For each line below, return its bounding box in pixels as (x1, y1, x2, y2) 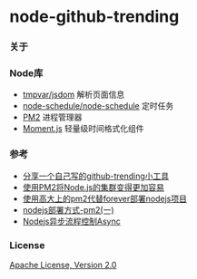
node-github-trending (9, 6, 180, 27)
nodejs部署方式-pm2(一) (22, 204, 115, 215)
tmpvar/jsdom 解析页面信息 (22, 89, 125, 101)
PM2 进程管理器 (22, 111, 83, 123)
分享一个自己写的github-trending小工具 (22, 170, 170, 181)
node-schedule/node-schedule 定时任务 (22, 101, 174, 111)
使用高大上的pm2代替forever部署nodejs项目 (22, 193, 188, 204)
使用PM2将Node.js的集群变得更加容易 (22, 181, 165, 192)
